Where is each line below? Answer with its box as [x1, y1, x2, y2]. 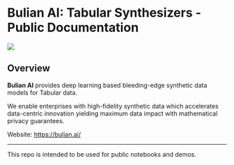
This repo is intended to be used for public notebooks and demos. [7, 150, 197, 158]
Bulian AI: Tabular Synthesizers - [7, 5, 202, 21]
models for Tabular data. [7, 88, 78, 97]
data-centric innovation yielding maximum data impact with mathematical [7, 109, 218, 118]
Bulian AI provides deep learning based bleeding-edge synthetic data [7, 81, 208, 89]
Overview [7, 63, 51, 74]
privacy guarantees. [7, 116, 65, 125]
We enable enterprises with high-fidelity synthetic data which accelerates [7, 102, 219, 110]
